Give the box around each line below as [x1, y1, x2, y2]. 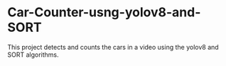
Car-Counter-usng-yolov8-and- [7, 4, 201, 21]
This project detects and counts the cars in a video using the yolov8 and [7, 43, 219, 51]
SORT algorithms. [7, 50, 59, 59]
